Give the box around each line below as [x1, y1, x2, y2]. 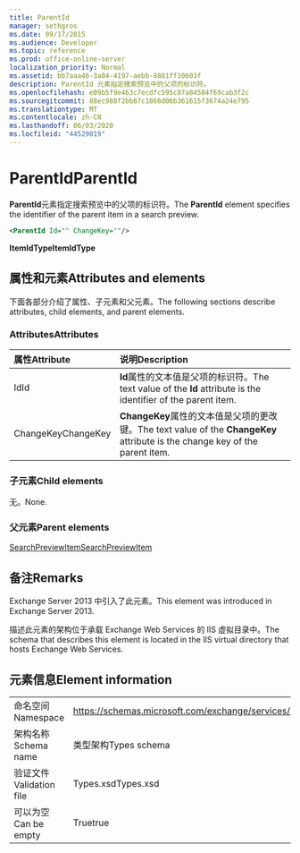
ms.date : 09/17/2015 [9, 30, 87, 38]
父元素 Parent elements [9, 521, 110, 533]
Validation [13, 779, 55, 791]
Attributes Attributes [9, 328, 99, 341]
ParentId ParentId [9, 168, 138, 189]
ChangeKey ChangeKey [13, 427, 112, 439]
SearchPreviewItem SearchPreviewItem [9, 542, 153, 553]
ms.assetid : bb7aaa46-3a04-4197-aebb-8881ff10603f [9, 72, 202, 81]
